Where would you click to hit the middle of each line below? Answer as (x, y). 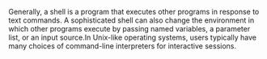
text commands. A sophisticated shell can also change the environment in (131, 20)
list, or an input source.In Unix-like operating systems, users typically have (133, 37)
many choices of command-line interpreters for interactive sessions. (123, 46)
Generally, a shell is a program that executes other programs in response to (134, 12)
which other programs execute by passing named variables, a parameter (129, 29)
